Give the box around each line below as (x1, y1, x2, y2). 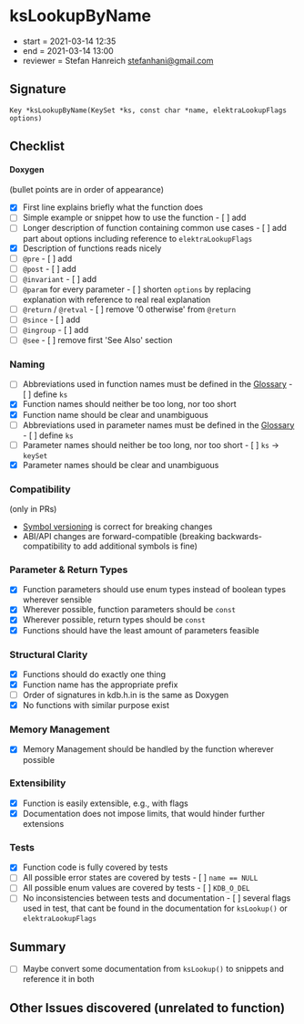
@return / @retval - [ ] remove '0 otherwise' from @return (22, 303, 237, 315)
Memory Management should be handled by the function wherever (22, 744, 275, 755)
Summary (9, 939, 66, 955)
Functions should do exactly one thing (22, 668, 167, 680)
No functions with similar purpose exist (22, 700, 170, 711)
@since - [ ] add (22, 314, 81, 325)
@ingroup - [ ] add (22, 324, 89, 335)
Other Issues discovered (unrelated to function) (9, 1000, 285, 1016)
